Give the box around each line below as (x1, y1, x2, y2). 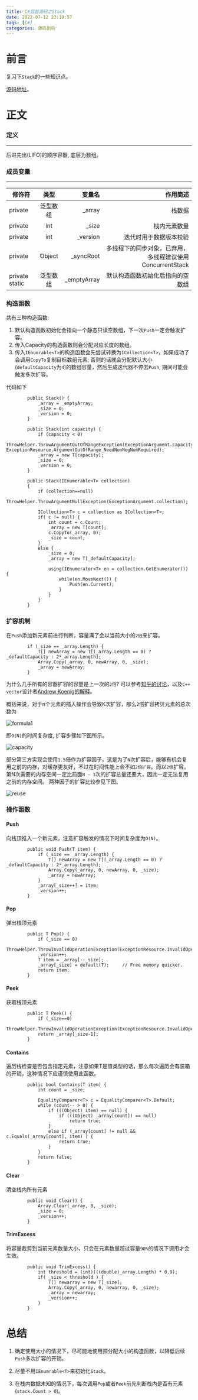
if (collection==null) (37, 488, 94, 494)
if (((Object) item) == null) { (48, 1108, 128, 1114)
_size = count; (48, 535, 85, 541)
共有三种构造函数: (6, 314, 49, 321)
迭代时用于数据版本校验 (123, 233, 189, 241)
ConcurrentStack (141, 261, 189, 269)
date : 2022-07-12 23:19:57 (6, 14, 72, 20)
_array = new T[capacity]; (37, 452, 104, 458)
